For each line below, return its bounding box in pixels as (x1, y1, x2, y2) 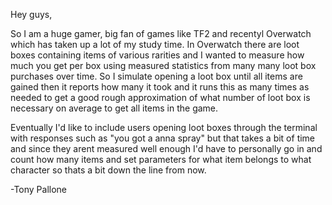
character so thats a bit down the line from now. (10, 164, 207, 176)
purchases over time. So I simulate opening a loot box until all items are (10, 70, 303, 82)
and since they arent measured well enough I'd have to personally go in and (10, 143, 323, 154)
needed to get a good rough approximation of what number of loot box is (10, 92, 311, 103)
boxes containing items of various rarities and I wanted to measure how (10, 49, 305, 61)
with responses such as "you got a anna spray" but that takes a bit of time (10, 132, 316, 144)
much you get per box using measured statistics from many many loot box (10, 60, 317, 71)
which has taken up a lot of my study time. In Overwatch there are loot (10, 39, 300, 50)
